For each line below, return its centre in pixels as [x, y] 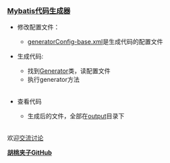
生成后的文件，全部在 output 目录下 [76, 116]
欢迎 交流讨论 [25, 138]
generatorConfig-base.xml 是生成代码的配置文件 [95, 42]
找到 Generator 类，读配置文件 [69, 71]
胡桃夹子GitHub [30, 153]
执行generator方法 [54, 80]
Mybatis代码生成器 [39, 10]
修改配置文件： [38, 27]
